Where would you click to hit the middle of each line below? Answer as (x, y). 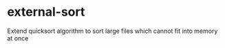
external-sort (46, 12)
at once (18, 38)
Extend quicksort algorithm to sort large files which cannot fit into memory (112, 31)
